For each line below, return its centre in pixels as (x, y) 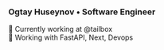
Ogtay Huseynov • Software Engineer (82, 12)
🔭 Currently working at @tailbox (61, 29)
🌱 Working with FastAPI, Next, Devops (71, 37)
